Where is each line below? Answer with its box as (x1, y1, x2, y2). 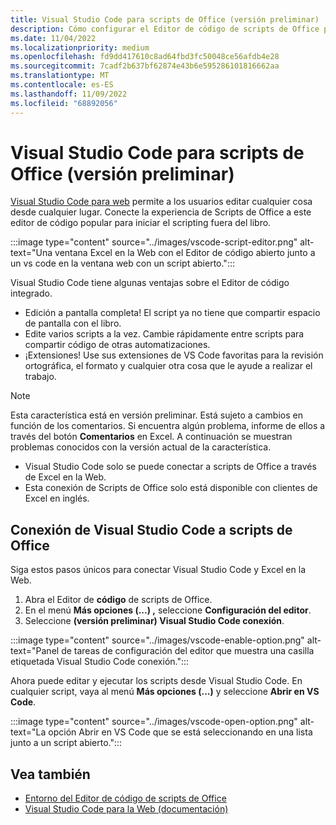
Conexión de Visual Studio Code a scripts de (10, 521, 293, 538)
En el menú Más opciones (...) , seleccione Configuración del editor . (24, 604, 312, 616)
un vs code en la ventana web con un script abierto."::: (10, 257, 235, 270)
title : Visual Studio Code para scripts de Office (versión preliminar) (10, 14, 320, 25)
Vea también (10, 766, 91, 783)
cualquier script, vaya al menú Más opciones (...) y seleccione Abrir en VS (10, 686, 320, 698)
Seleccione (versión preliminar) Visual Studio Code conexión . (24, 615, 285, 627)
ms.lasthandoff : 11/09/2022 (10, 89, 128, 99)
